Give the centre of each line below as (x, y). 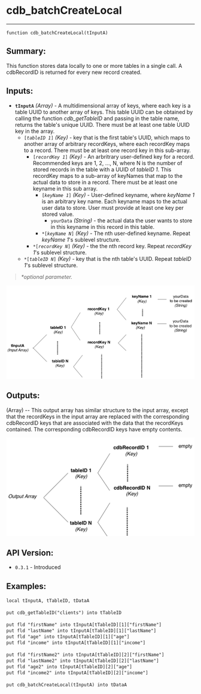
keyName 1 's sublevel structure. (81, 239)
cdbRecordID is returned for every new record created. (74, 72)
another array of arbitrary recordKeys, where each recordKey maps (107, 144)
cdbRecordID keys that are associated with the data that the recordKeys (95, 423)
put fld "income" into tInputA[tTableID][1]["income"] (76, 643)
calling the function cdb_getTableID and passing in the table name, (97, 118)
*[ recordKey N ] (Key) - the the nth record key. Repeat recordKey (112, 246)
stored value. (58, 214)
